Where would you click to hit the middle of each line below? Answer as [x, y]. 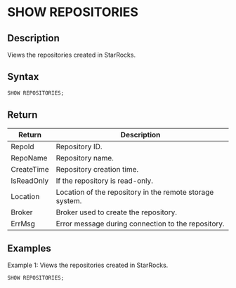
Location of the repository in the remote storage [135, 192]
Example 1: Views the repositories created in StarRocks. [88, 265]
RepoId [22, 146]
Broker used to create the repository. [117, 212]
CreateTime [30, 169]
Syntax [23, 77]
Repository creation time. [97, 169]
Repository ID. [79, 146]
